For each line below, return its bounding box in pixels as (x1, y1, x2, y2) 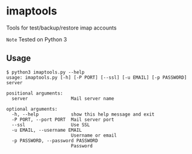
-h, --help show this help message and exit (11, 111, 155, 117)
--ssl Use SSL (11, 122, 90, 128)
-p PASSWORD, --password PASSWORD (11, 137, 98, 144)
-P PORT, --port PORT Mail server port (11, 116, 114, 123)
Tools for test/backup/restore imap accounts (6, 24, 117, 31)
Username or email (70, 132, 117, 138)
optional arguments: (6, 106, 58, 112)
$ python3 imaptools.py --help (6, 69, 85, 75)
